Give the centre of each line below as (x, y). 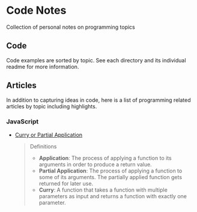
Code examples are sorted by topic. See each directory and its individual (96, 60)
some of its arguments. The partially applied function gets (110, 177)
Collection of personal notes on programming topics (71, 27)
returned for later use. (66, 183)
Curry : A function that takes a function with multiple (103, 190)
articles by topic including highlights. (52, 106)
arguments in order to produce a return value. (95, 164)
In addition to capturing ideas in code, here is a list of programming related (98, 100)
